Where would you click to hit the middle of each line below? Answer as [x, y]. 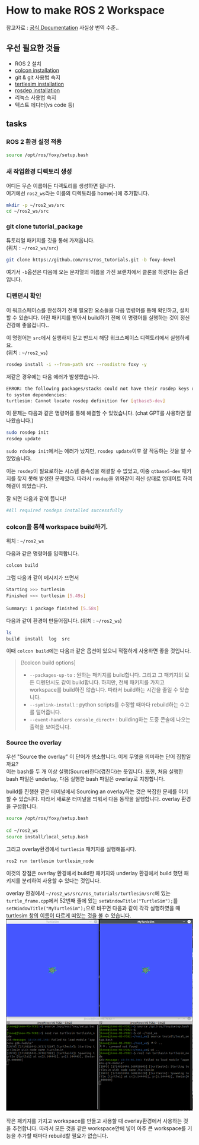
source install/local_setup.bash [47, 837]
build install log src [38, 639]
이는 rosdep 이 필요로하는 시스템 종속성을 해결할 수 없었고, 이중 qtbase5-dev [93, 471]
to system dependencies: [37, 395]
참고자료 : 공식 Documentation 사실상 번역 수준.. [62, 27]
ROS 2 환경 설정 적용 [34, 142]
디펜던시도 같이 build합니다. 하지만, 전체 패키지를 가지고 [100, 682]
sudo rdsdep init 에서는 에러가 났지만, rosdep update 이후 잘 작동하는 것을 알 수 [99, 451]
